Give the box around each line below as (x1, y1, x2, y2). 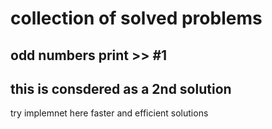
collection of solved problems (10, 7, 263, 30)
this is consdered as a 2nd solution (10, 80, 232, 97)
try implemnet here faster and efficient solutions (10, 107, 209, 119)
